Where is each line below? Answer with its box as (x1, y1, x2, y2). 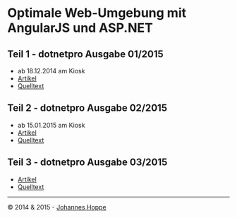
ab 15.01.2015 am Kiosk (17, 121, 85, 129)
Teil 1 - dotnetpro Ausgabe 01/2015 (7, 48, 164, 60)
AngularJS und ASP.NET (7, 20, 153, 36)
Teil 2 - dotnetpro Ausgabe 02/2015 (7, 102, 168, 114)
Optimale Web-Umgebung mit (7, 5, 187, 21)
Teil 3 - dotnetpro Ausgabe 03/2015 (7, 157, 168, 169)
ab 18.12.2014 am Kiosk (17, 67, 85, 75)
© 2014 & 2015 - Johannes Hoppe (7, 202, 107, 211)
